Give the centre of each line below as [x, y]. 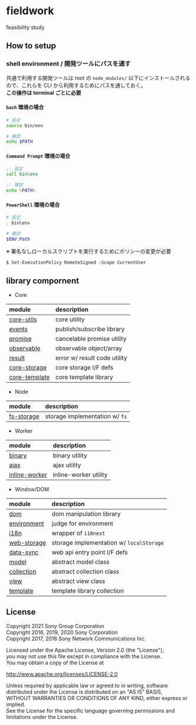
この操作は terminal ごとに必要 [44, 92]
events [18, 329]
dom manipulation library [86, 514]
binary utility [70, 455]
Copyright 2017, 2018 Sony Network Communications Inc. [76, 639]
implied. [16, 704]
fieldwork [30, 11]
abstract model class [81, 562]
